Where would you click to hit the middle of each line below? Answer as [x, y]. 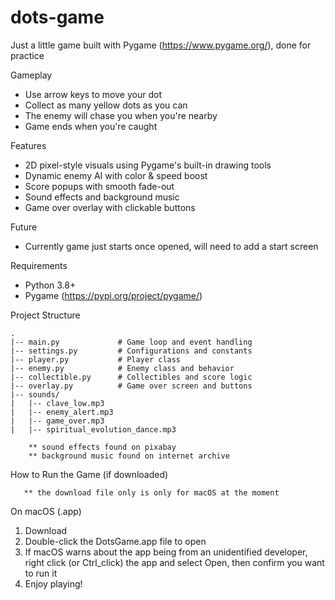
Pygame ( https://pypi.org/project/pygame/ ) [113, 295]
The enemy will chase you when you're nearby [121, 115]
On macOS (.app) [46, 511]
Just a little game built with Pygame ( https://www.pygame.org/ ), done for [161, 45]
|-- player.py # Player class [96, 359]
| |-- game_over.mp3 [57, 421]
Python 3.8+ [50, 285]
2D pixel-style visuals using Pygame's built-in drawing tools [148, 165]
